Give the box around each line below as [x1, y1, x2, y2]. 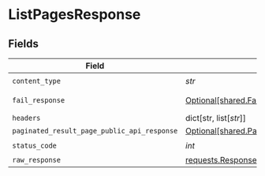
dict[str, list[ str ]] [185, 113, 247, 123]
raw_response [12, 155, 62, 164]
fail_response [12, 96, 65, 104]
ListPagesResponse [8, 6, 141, 24]
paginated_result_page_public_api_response [12, 126, 178, 135]
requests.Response [185, 155, 257, 165]
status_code [12, 140, 58, 150]
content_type [12, 77, 62, 85]
